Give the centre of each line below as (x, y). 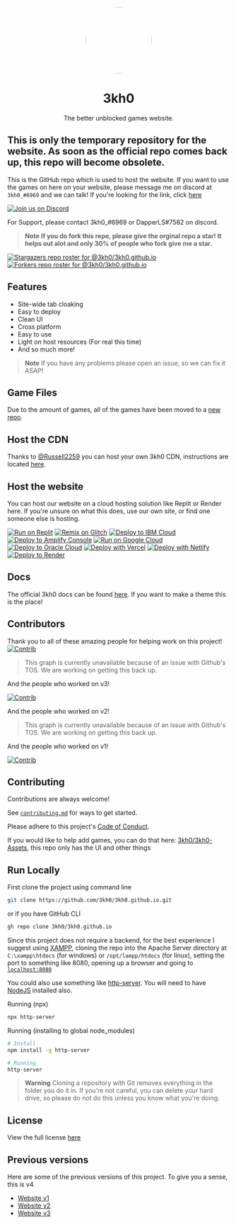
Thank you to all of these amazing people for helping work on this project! (115, 641)
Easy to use (34, 334)
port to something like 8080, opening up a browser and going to (100, 963)
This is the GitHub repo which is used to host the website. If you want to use (118, 179)
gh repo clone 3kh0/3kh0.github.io (60, 927)
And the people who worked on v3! (58, 683)
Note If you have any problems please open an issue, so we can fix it (125, 363)
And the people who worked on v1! (58, 746)
